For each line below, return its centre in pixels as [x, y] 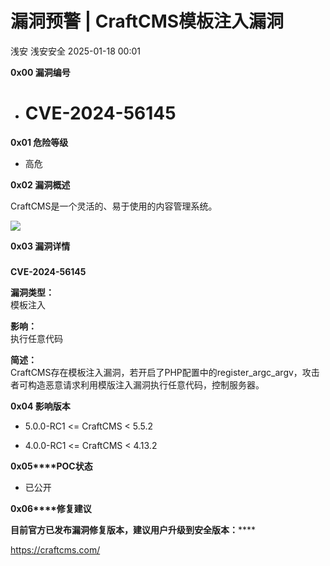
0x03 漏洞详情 [40, 246]
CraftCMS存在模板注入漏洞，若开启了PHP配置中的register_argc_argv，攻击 [165, 372]
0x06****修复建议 [51, 508]
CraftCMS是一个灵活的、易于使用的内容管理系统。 [114, 206]
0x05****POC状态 [51, 466]
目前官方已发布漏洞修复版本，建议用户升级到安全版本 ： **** [133, 529]
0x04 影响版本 [40, 406]
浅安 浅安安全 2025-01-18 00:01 [76, 51]
